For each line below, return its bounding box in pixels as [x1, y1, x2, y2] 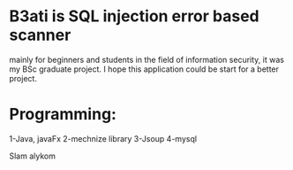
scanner [9, 25, 71, 45]
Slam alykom [9, 151, 56, 161]
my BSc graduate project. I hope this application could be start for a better [9, 64, 280, 74]
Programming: [9, 104, 117, 125]
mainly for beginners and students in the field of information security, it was [9, 54, 285, 65]
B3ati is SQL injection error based [9, 6, 260, 27]
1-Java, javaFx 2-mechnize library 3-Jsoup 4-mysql [9, 133, 197, 143]
